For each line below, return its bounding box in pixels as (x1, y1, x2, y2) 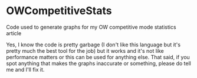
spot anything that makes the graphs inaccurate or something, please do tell (6, 60, 192, 67)
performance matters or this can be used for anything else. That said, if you (6, 53, 190, 60)
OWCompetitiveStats (6, 4, 112, 18)
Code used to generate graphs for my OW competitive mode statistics (6, 23, 176, 30)
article (6, 29, 22, 36)
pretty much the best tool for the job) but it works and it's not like (6, 47, 164, 54)
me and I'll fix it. (6, 66, 45, 73)
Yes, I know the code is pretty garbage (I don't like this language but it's (6, 41, 181, 48)
